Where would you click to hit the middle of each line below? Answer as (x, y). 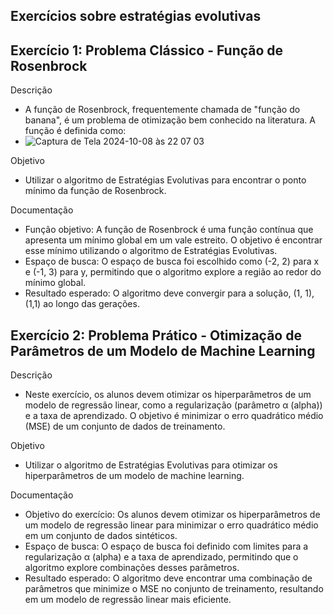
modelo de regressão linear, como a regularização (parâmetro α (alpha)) (173, 405)
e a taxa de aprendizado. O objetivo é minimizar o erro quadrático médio (174, 416)
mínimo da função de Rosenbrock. (95, 191)
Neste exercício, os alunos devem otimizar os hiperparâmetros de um (168, 395)
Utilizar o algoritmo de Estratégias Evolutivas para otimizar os (151, 465)
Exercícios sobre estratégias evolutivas (136, 16)
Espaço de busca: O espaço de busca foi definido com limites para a (166, 546)
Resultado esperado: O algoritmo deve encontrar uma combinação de (168, 578)
